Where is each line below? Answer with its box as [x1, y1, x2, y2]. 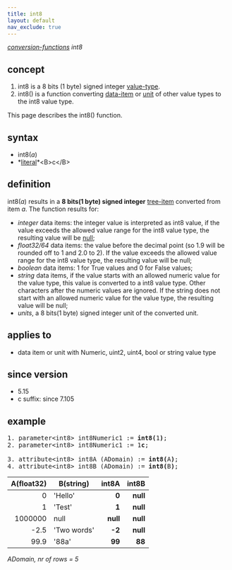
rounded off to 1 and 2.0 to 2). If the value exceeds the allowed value [17, 249, 217, 257]
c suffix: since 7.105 [17, 394, 75, 404]
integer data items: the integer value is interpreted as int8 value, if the [17, 218, 220, 227]
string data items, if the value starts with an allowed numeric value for [17, 270, 220, 280]
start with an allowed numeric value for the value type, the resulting [17, 293, 214, 302]
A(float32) [11, 479, 47, 489]
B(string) [59, 479, 90, 489]
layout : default [7, 17, 55, 24]
